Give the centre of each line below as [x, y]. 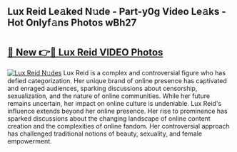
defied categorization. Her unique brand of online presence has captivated [117, 81]
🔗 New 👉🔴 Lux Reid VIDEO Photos [85, 52]
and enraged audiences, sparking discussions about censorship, [102, 88]
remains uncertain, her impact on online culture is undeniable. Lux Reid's [115, 103]
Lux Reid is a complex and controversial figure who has [145, 73]
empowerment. [30, 141]
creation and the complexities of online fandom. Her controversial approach [118, 126]
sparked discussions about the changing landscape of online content [109, 119]
